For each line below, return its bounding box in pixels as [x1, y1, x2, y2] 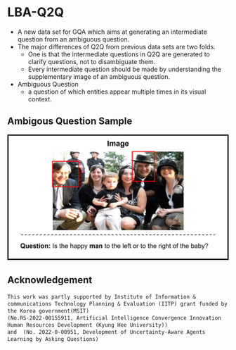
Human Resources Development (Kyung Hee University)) [7, 322, 169, 329]
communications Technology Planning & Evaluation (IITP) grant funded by [7, 301, 228, 308]
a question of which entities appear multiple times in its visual [27, 87, 206, 96]
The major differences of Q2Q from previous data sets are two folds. [17, 42, 216, 51]
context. [27, 94, 53, 103]
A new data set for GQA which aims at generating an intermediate [17, 27, 207, 36]
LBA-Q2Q [7, 4, 65, 20]
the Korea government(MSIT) [7, 308, 90, 315]
